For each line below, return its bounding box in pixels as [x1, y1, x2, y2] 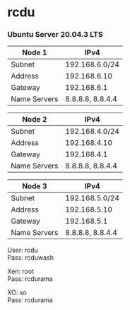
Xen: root [7, 267, 34, 276]
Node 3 [22, 181, 47, 191]
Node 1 [22, 47, 47, 57]
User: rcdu [7, 246, 39, 255]
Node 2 [22, 115, 47, 125]
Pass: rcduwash [7, 253, 54, 262]
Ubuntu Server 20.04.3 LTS [7, 30, 104, 40]
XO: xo [7, 288, 27, 297]
